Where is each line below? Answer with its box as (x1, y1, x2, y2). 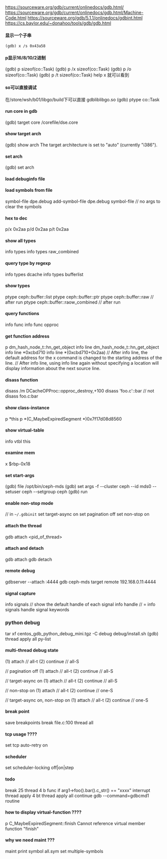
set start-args (5, 472, 35, 478)
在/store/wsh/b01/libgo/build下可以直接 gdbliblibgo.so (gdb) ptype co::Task (5, 96, 160, 102)
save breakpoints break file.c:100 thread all (5, 719, 94, 726)
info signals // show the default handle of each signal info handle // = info (5, 601, 156, 607)
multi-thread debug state (5, 647, 59, 653)
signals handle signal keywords (5, 607, 70, 613)
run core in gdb (5, 108, 37, 114)
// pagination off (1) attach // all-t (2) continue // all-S (5, 668, 114, 674)
